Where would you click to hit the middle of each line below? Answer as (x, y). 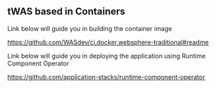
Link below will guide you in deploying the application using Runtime (107, 56)
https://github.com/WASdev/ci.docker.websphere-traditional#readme (108, 42)
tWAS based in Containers (66, 12)
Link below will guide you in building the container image (90, 28)
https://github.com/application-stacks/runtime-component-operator (106, 77)
